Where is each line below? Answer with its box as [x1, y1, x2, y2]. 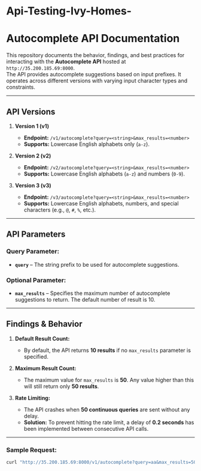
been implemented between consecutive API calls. [23, 425, 149, 432]
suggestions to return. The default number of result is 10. [14, 296, 156, 303]
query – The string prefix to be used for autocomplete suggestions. [14, 261, 179, 268]
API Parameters [6, 229, 66, 240]
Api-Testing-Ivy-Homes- [6, 4, 132, 18]
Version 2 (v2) [14, 152, 51, 159]
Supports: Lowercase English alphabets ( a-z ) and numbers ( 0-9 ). [23, 170, 185, 177]
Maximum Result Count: [14, 365, 77, 372]
